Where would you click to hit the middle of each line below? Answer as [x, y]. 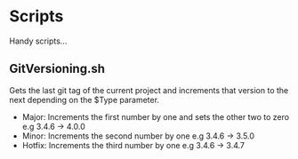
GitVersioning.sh [57, 69]
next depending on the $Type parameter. [85, 99]
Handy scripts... [38, 41]
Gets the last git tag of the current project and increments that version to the [149, 90]
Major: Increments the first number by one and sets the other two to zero [156, 116]
